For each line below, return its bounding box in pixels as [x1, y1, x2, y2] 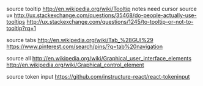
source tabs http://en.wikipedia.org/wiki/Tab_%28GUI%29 [6, 37, 154, 43]
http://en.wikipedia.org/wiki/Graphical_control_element [6, 61, 145, 68]
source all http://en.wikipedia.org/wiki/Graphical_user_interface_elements [6, 55, 191, 62]
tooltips [6, 18, 26, 25]
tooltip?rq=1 [6, 24, 37, 32]
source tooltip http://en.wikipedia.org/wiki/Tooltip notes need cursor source [6, 5, 197, 12]
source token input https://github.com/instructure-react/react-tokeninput [6, 73, 190, 80]
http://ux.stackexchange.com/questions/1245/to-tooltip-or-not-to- [26, 18, 194, 25]
